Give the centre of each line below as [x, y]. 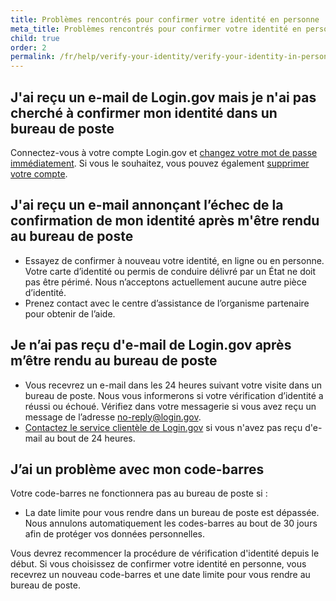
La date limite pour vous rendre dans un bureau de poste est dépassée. [172, 513]
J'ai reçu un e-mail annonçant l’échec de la [147, 205]
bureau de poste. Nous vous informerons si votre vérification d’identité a [174, 395]
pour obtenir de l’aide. [70, 313]
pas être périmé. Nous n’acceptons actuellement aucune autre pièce [165, 282]
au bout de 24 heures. [90, 438]
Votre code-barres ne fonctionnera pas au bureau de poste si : [139, 493]
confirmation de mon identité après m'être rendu [165, 221]
